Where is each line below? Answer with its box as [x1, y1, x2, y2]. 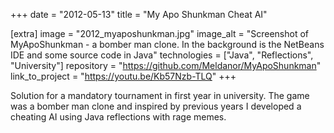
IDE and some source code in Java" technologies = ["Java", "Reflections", [10, 49, 314, 61]
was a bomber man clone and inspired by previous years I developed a [10, 100, 302, 112]
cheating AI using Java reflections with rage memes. [10, 111, 227, 123]
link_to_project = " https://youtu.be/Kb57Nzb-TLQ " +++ [10, 70, 237, 82]
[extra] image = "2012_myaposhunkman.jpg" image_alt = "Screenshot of [10, 28, 309, 39]
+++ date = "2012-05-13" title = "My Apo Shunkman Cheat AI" [10, 9, 268, 20]
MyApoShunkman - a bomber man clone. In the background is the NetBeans [10, 39, 325, 50]
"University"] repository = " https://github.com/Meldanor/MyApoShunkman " [10, 60, 322, 71]
